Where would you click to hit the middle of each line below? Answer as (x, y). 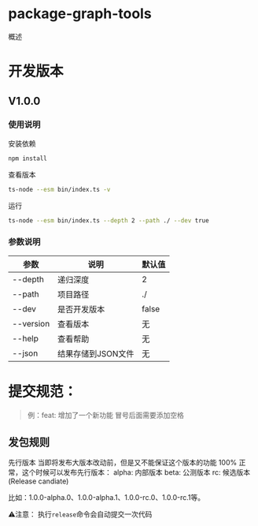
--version (31, 323)
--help (26, 338)
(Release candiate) (39, 481)
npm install (28, 159)
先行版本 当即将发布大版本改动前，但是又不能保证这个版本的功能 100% (123, 463)
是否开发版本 (81, 309)
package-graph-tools (80, 14)
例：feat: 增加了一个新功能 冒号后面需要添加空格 (106, 415)
